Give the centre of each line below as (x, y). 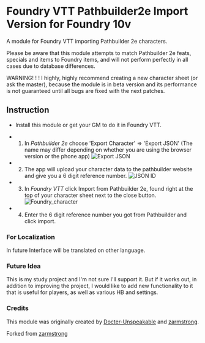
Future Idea (24, 266)
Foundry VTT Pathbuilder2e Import (97, 11)
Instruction (28, 110)
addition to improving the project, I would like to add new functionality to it (100, 286)
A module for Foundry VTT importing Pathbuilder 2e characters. (87, 41)
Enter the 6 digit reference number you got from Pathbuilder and (106, 215)
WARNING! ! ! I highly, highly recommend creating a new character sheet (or (102, 78)
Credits (17, 308)
